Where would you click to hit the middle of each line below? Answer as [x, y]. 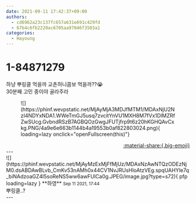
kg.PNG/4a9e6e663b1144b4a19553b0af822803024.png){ [90, 128]
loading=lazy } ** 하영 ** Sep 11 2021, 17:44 [53, 183]
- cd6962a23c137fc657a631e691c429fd [56, 22]
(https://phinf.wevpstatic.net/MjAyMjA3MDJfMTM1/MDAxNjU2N [98, 109]
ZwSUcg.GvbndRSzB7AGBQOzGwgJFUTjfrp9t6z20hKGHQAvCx [98, 122]
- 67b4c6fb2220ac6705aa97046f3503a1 [56, 28]
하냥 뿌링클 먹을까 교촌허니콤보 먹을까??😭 [55, 84]
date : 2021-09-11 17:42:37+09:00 [47, 11]
